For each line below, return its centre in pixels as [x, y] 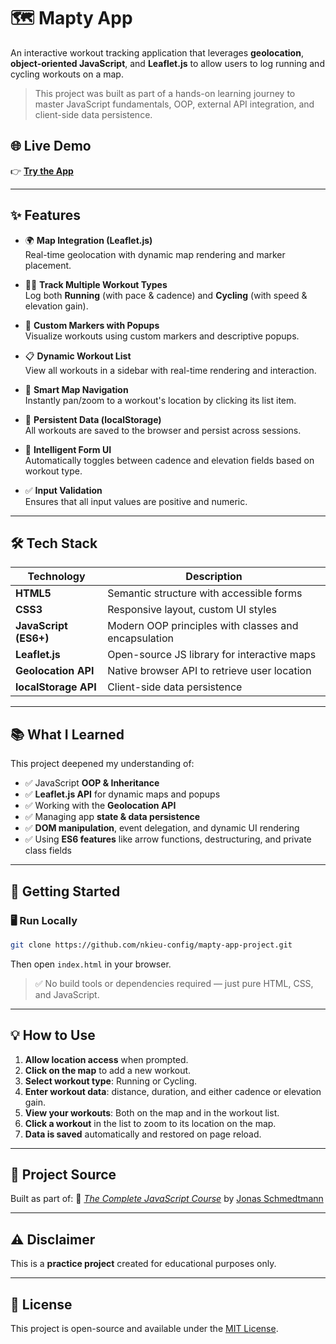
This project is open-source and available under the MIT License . [144, 1328]
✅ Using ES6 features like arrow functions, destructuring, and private [168, 839]
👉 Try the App [42, 171]
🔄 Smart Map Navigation [76, 389]
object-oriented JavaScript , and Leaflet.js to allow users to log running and [167, 63]
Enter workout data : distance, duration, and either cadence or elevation [173, 1091]
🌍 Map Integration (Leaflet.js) [88, 240]
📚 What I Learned [67, 734]
